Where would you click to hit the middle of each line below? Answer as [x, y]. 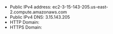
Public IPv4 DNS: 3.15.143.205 [40, 17]
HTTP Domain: [24, 22]
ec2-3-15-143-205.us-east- [80, 7]
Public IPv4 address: [30, 7]
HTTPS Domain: [26, 27]
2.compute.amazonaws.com [38, 12]
